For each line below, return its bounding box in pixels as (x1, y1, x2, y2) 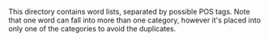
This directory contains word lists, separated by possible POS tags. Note (8, 7, 250, 16)
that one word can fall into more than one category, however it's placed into (8, 15, 262, 25)
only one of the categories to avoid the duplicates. (8, 24, 177, 33)
